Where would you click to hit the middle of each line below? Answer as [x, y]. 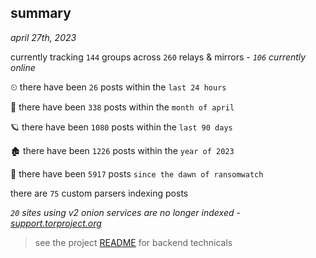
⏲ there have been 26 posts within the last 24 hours [118, 87]
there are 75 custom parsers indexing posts [99, 193]
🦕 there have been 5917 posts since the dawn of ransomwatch [137, 173]
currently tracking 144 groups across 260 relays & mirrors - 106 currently [158, 57]
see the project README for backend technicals [133, 242]
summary [41, 13]
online [23, 67]
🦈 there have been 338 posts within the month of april [122, 107]
